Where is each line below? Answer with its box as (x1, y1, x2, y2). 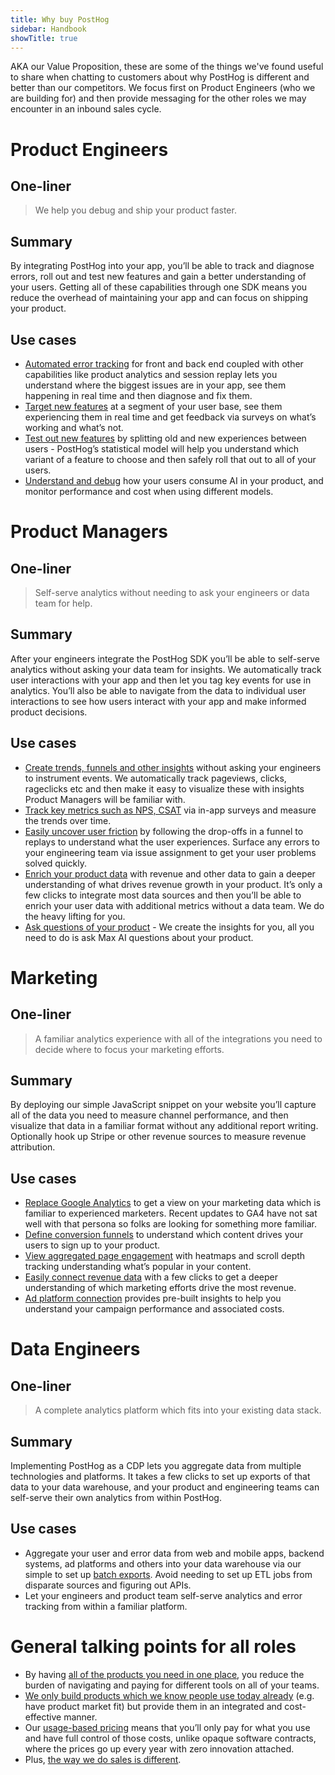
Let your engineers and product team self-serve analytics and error (24, 1589, 303, 1601)
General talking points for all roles (10, 1636, 297, 1658)
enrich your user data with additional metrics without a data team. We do (24, 899, 325, 911)
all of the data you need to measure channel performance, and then (10, 1109, 289, 1121)
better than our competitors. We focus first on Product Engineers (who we (10, 82, 316, 94)
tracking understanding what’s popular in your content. (24, 1261, 252, 1273)
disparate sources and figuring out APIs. (24, 1579, 192, 1591)
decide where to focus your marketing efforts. (34, 1043, 225, 1055)
